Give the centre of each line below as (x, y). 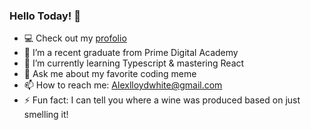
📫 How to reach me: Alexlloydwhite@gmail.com (123, 85)
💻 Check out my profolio (75, 38)
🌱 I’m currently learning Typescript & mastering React (134, 63)
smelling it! (46, 115)
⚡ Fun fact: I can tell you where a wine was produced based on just (162, 100)
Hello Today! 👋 (45, 16)
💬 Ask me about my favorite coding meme (110, 74)
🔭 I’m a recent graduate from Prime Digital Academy (131, 53)
